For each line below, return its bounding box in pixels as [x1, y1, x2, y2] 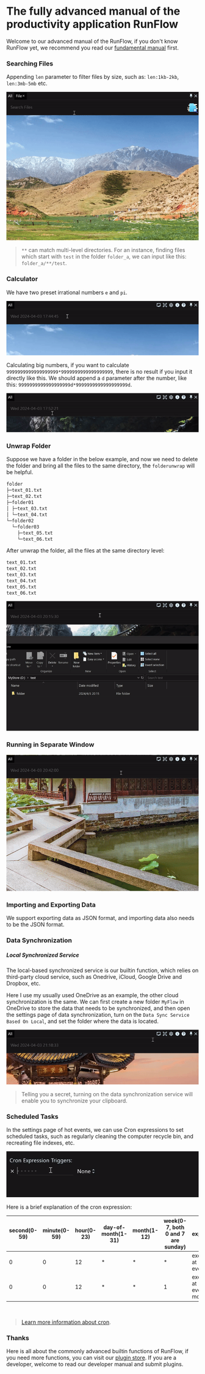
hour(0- [75, 1227, 96, 1234]
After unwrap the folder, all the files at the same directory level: [6, 547, 165, 554]
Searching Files [6, 59, 54, 68]
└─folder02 [6, 518, 34, 524]
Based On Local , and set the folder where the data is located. [6, 1017, 159, 1025]
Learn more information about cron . [21, 1318, 111, 1326]
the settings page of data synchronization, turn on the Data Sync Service [6, 1011, 190, 1019]
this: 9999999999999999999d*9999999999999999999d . [6, 381, 132, 388]
